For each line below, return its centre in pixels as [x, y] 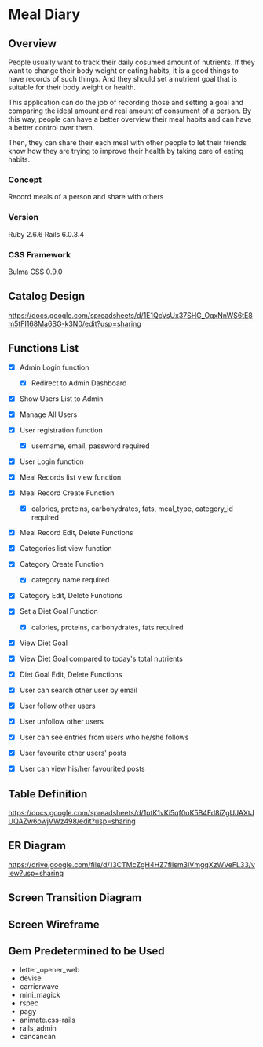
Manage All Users [48, 414]
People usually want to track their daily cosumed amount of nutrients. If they [131, 62]
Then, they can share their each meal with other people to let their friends [128, 142]
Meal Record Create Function [67, 493]
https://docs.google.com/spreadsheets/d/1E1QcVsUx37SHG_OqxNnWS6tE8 [131, 315]
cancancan [38, 1037]
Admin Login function [54, 367]
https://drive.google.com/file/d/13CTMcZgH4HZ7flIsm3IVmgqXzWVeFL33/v [131, 864]
